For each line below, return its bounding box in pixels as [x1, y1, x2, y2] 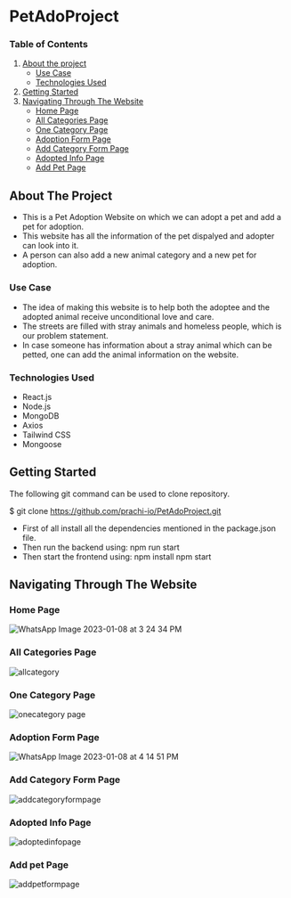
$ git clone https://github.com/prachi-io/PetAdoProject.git [9, 505, 222, 516]
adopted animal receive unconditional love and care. [21, 311, 214, 322]
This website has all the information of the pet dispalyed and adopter [21, 231, 275, 241]
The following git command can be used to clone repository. [9, 488, 230, 499]
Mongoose [21, 438, 62, 449]
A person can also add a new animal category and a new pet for [21, 249, 257, 260]
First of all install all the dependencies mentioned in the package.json [21, 523, 277, 534]
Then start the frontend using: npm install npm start [21, 551, 212, 562]
